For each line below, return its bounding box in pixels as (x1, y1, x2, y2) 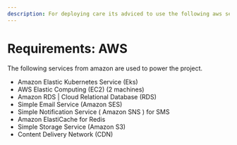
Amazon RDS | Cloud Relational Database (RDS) (17, 92, 157, 101)
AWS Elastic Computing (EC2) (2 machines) (17, 85, 145, 94)
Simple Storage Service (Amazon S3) (17, 122, 126, 131)
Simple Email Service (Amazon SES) (17, 100, 123, 108)
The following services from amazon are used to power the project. (7, 64, 203, 72)
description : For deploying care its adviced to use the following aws (7, 10, 222, 18)
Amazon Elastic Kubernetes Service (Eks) (17, 77, 139, 86)
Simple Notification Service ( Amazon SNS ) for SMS (17, 107, 170, 116)
